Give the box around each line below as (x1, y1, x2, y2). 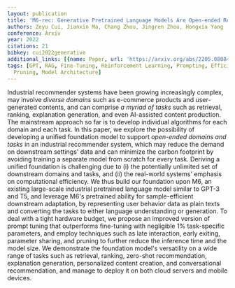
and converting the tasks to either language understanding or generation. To (7, 207, 227, 215)
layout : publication (7, 10, 68, 17)
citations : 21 (7, 43, 49, 50)
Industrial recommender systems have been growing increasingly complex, (7, 88, 224, 96)
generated (7, 103, 37, 111)
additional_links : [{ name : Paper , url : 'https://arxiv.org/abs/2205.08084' (7, 56, 233, 63)
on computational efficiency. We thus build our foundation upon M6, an (7, 177, 212, 185)
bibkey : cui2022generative (7, 50, 86, 57)
